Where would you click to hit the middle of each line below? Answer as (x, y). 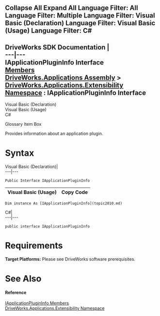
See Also (23, 279)
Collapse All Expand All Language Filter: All (72, 8)
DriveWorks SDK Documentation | (57, 47)
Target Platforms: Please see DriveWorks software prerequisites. (70, 259)
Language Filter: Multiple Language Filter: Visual (80, 16)
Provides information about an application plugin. (54, 133)
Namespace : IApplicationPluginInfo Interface (76, 92)
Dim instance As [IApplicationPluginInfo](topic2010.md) (64, 203)
